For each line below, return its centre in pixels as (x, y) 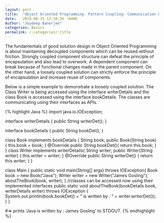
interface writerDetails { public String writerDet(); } (56, 121)
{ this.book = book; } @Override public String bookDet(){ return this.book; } (81, 145)
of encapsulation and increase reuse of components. (58, 77)
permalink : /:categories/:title (38, 32)
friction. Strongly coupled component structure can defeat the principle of (80, 56)
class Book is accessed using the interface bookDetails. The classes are (78, 97)
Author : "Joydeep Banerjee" (34, 23)
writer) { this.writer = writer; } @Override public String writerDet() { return (79, 156)
